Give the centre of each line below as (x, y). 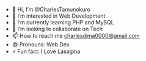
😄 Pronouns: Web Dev (41, 45)
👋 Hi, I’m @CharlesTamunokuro (51, 9)
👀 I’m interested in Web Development (59, 16)
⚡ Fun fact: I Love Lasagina (46, 51)
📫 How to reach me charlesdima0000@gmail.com (76, 36)
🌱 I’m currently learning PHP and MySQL (63, 22)
